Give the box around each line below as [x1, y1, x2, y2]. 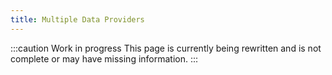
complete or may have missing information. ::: [10, 52, 199, 65]
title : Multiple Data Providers [10, 14, 145, 25]
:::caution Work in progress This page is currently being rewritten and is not [10, 42, 322, 54]
